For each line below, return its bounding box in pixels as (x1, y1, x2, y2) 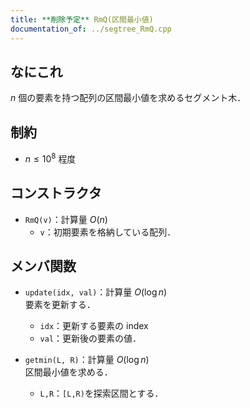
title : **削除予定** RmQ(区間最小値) (10, 14, 154, 25)
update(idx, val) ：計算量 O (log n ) (24, 286, 168, 298)
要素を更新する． (24, 299, 96, 311)
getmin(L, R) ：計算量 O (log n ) (24, 354, 150, 366)
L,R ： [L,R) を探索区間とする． (39, 387, 164, 400)
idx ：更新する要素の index (39, 320, 149, 332)
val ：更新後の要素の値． (39, 332, 142, 345)
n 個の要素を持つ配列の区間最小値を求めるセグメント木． (10, 92, 247, 104)
